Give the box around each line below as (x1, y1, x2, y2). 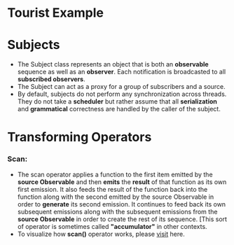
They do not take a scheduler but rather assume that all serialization (17, 97, 217, 106)
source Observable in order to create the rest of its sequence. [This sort (17, 215, 228, 223)
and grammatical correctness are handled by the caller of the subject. (17, 105, 221, 113)
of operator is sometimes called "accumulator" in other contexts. (17, 222, 208, 230)
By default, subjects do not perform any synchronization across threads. (17, 90, 227, 99)
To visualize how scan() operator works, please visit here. (17, 230, 185, 238)
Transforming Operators (7, 129, 152, 145)
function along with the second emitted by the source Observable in (17, 192, 214, 201)
